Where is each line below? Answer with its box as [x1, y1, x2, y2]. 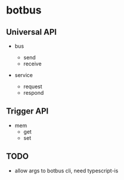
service [14, 72, 33, 78]
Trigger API [6, 106, 49, 116]
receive [23, 60, 42, 67]
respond [23, 89, 44, 96]
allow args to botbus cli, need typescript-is [14, 167, 119, 174]
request [23, 83, 42, 90]
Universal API [6, 27, 57, 37]
